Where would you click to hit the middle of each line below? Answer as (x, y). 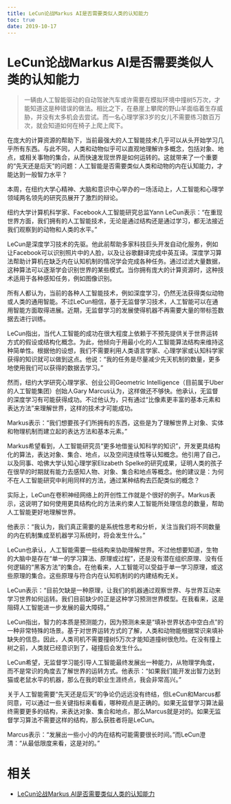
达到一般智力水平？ (40, 175)
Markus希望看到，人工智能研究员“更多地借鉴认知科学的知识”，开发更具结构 (114, 446)
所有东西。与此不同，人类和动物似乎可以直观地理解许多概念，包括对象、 (115, 149)
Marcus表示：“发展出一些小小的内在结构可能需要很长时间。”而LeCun (103, 735)
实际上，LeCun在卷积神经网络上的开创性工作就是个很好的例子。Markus (108, 495)
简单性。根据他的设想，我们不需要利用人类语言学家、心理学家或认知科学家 (118, 350)
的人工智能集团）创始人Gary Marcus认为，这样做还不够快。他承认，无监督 (113, 391)
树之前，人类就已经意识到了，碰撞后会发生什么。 (76, 648)
